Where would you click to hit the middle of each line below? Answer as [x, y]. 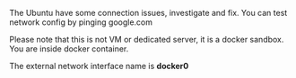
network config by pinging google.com [81, 22]
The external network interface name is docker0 [99, 66]
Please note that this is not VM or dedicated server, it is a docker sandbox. [147, 39]
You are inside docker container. [69, 49]
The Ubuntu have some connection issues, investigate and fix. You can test [148, 13]
